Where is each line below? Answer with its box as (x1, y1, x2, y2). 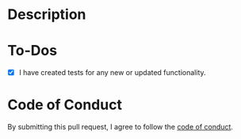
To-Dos (7, 42, 57, 60)
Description (7, 6, 86, 24)
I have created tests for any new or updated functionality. (18, 68, 207, 77)
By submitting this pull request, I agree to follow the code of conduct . (7, 122, 233, 132)
